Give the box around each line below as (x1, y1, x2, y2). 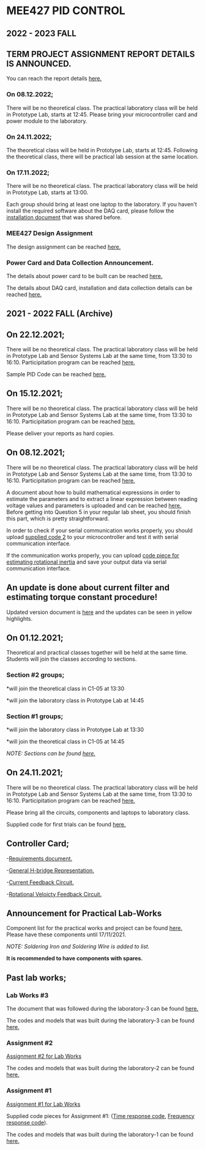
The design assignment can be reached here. (6, 243, 121, 251)
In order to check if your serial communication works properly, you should (6, 526, 193, 534)
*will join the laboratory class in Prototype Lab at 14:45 (6, 696, 144, 704)
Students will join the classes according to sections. (6, 655, 137, 663)
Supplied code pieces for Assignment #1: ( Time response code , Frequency (6, 1112, 195, 1119)
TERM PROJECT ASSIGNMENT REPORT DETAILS (6, 49, 195, 59)
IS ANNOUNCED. (6, 58, 72, 69)
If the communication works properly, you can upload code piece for (6, 551, 179, 559)
